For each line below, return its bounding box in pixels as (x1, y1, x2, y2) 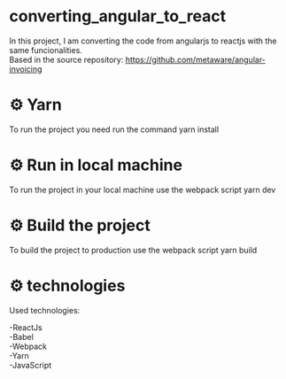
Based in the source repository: (9, 54, 124, 65)
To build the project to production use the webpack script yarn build (9, 244, 258, 255)
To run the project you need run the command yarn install (9, 124, 220, 135)
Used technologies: (9, 305, 81, 315)
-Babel (9, 331, 34, 342)
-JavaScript (9, 360, 52, 370)
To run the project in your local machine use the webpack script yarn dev (9, 184, 276, 195)
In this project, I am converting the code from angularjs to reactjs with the (9, 35, 277, 46)
